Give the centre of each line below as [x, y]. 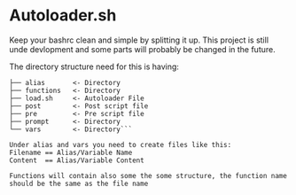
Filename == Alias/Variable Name [71, 152]
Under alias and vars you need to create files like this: [121, 144]
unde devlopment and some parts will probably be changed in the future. [143, 49]
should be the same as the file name [79, 183]
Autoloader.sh [63, 16]
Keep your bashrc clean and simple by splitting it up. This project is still [139, 40]
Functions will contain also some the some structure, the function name [148, 175]
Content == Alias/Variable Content [77, 160]
